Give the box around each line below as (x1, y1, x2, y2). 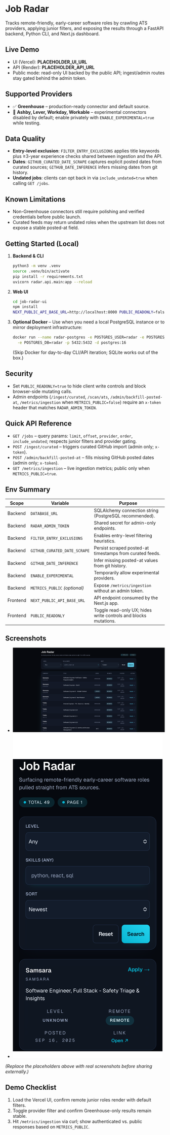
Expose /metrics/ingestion (94, 582, 152, 588)
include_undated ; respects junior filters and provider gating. (12, 438, 137, 444)
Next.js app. (94, 600, 119, 606)
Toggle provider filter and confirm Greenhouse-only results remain (12, 1108, 152, 1114)
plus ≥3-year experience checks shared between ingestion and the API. (12, 153, 163, 159)
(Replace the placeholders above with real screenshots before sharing (5, 1063, 153, 1069)
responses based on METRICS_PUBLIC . (12, 1123, 90, 1130)
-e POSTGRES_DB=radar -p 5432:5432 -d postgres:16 (17, 340, 126, 345)
